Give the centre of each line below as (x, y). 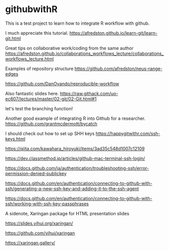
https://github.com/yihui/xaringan (40, 233)
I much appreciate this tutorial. (37, 33)
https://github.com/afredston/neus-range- (119, 69)
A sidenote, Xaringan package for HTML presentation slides (67, 213)
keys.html (15, 139)
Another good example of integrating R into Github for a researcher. (75, 118)
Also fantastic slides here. (32, 93)
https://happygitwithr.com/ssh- (128, 133)
